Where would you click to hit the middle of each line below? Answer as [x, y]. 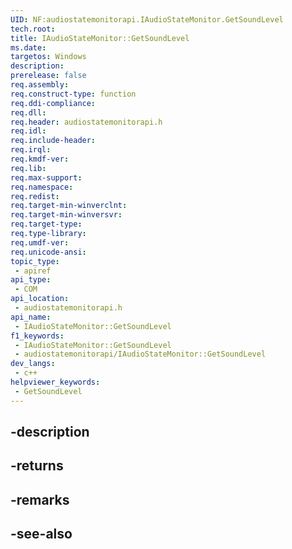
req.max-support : [46, 177]
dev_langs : [33, 364]
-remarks [40, 499]
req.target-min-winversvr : [66, 215]
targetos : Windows [48, 57]
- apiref [33, 271]
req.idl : [28, 131]
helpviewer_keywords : [55, 382]
